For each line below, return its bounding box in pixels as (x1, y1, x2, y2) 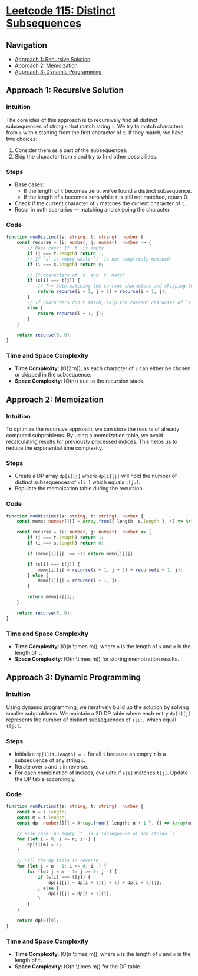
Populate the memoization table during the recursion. (14, 485, 144, 492)
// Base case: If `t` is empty (27, 245, 104, 251)
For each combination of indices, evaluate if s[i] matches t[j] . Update (14, 769, 189, 776)
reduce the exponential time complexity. (6, 444, 104, 451)
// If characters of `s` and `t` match (27, 272, 126, 278)
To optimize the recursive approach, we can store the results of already (6, 426, 180, 433)
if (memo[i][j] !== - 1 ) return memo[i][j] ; (27, 550, 136, 556)
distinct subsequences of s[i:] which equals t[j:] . (14, 479, 141, 486)
